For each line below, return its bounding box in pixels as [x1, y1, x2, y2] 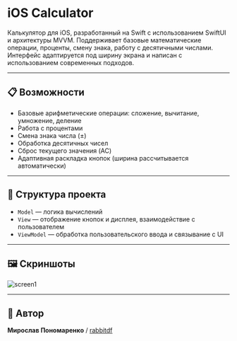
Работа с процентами [17, 124, 83, 132]
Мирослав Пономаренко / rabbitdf [7, 326, 113, 335]
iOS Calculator [7, 5, 94, 21]
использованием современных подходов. [7, 58, 135, 67]
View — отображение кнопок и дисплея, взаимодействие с [17, 214, 195, 224]
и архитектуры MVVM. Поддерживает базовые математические [7, 35, 202, 44]
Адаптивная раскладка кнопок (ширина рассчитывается [17, 154, 189, 162]
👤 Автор [7, 307, 44, 319]
